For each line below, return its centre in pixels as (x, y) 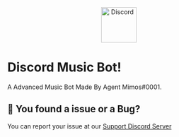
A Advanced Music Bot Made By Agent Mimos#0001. (85, 87)
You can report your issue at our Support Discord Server (89, 126)
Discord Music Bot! (64, 67)
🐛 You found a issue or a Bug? (74, 109)
